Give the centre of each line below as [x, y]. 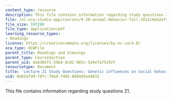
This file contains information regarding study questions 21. [68, 91]
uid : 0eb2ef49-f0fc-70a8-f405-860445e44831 [52, 77]
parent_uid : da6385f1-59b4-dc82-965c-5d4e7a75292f [60, 62]
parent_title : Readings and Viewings [46, 53]
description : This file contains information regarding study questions [84, 15]
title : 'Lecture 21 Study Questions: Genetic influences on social [79, 72]
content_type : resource [31, 10]
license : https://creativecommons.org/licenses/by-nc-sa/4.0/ [73, 43]
